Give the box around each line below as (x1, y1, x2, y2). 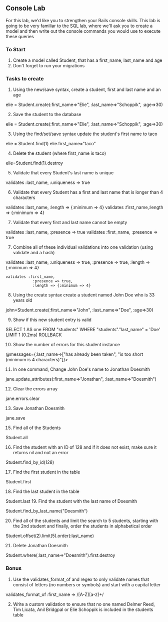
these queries (5, 33, 34, 39)
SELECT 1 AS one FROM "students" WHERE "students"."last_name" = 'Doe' (5, 327, 160, 333)
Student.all (5, 435, 28, 441)
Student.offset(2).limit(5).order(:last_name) (5, 533, 94, 539)
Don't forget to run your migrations (12, 63, 85, 69)
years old (12, 297, 32, 303)
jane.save (5, 415, 25, 421)
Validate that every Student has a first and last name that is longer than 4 (12, 189, 163, 195)
